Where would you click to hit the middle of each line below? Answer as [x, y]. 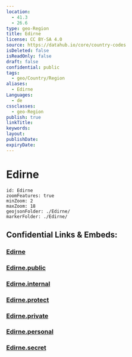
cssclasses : [21, 106]
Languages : [20, 95]
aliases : [17, 84]
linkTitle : [20, 123]
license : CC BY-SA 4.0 [34, 39]
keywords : [18, 128]
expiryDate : [21, 145]
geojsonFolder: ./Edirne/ [38, 211]
